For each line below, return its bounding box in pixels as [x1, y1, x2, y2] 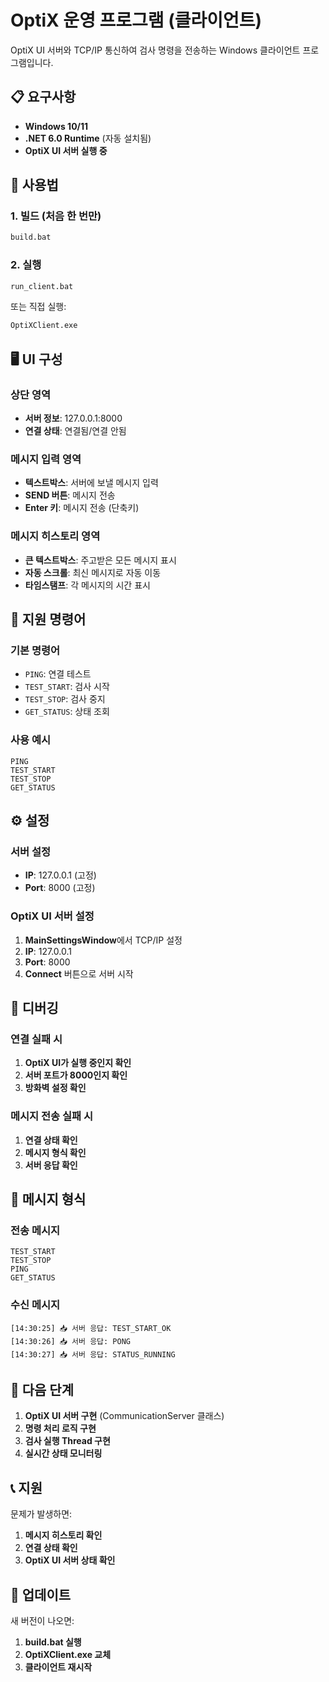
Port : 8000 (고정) [24, 882, 96, 894]
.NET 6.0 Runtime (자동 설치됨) [24, 132, 152, 144]
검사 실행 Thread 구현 [24, 1435, 111, 1447]
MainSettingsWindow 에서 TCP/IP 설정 [24, 934, 183, 946]
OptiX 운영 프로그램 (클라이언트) [10, 9, 263, 32]
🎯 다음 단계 [10, 1381, 75, 1398]
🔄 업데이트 [10, 1586, 72, 1603]
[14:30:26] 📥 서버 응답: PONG [10, 1336, 131, 1346]
